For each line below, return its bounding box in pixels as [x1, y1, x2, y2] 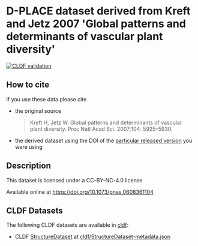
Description [6, 161, 51, 171]
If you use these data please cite [6, 95, 87, 103]
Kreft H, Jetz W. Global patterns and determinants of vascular [29, 119, 182, 126]
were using [14, 143, 43, 151]
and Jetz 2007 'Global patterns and [6, 17, 186, 31]
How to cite [6, 80, 50, 90]
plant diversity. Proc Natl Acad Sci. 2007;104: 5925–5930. [29, 125, 173, 133]
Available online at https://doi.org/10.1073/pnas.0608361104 [6, 188, 154, 196]
